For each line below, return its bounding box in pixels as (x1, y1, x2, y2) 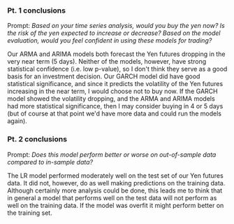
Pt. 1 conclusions (7, 6, 66, 15)
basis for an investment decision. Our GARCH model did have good (7, 72, 200, 80)
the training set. (7, 209, 52, 217)
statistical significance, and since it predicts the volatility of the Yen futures (7, 80, 224, 88)
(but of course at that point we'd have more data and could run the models (7, 109, 222, 118)
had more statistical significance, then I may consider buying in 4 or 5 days (7, 102, 224, 111)
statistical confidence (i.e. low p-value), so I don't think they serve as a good (7, 65, 228, 73)
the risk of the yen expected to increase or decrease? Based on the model (7, 29, 221, 37)
